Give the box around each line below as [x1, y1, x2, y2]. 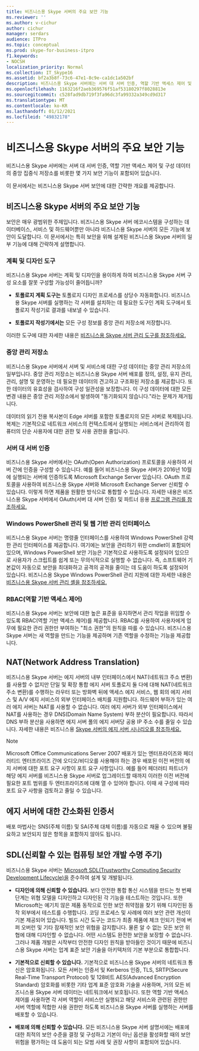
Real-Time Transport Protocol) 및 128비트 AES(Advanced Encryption [14, 974, 181, 981]
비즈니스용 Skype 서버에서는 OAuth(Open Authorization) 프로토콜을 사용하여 [6, 458, 187, 465]
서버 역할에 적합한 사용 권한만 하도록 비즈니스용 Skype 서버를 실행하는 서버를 [14, 1003, 194, 1011]
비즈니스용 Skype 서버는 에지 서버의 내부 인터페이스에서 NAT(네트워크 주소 [6, 674, 180, 681]
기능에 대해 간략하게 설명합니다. [12, 240, 86, 248]
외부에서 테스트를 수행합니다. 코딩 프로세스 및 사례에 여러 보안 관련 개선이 [21, 909, 191, 916]
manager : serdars [6, 31, 49, 37]
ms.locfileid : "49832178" [6, 114, 70, 120]
